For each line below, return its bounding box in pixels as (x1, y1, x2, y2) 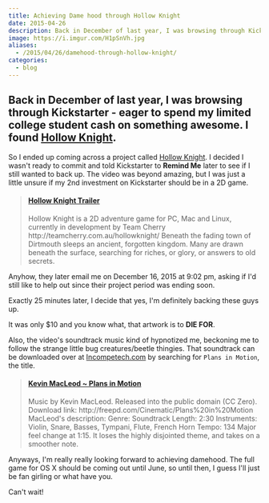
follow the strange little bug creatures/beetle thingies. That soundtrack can (8, 343, 255, 353)
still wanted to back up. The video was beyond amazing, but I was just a (8, 169, 246, 178)
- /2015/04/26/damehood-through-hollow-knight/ (15, 49, 178, 57)
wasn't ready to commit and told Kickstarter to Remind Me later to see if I (8, 161, 251, 170)
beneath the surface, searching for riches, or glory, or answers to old (27, 247, 256, 257)
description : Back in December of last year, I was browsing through (8, 26, 246, 34)
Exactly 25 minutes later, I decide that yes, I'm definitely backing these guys (8, 295, 259, 305)
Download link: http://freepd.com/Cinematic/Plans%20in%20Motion (27, 405, 254, 414)
